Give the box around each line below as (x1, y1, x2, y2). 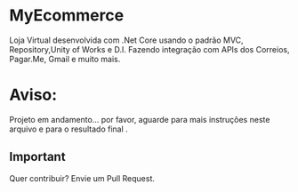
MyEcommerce (9, 5, 125, 26)
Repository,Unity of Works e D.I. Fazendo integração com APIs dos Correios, (9, 44, 290, 54)
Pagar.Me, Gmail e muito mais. (9, 53, 121, 64)
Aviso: (9, 85, 58, 105)
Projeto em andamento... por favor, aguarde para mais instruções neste (9, 114, 270, 124)
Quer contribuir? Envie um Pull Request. (9, 172, 156, 183)
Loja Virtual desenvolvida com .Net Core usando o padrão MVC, (9, 35, 244, 45)
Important (9, 149, 66, 164)
